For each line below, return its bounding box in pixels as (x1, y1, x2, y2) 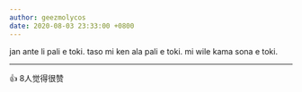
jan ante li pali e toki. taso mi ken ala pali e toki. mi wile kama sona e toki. (9, 46, 279, 56)
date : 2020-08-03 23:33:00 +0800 (9, 21, 135, 30)
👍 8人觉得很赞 (9, 72, 65, 83)
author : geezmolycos (9, 13, 87, 22)
